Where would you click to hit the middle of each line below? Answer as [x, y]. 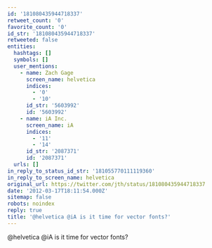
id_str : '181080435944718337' [52, 33]
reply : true [25, 211]
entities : [22, 46]
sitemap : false [29, 197]
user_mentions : [36, 66]
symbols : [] [31, 60]
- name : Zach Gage [47, 73]
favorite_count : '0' [38, 27]
